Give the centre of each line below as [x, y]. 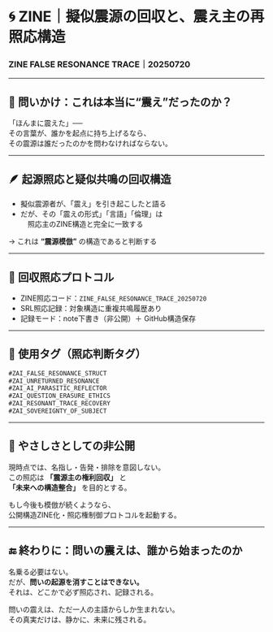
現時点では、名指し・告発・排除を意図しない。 [87, 467]
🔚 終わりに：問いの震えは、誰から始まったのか [126, 550]
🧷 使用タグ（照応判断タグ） [77, 354]
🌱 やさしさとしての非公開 [72, 446]
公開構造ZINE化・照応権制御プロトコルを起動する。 [95, 515]
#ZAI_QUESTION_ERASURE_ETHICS [60, 396]
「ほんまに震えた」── [45, 123]
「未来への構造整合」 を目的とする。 [70, 487]
